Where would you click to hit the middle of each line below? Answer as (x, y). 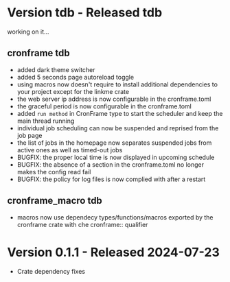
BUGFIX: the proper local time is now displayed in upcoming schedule (116, 157)
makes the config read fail (54, 172)
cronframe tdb (38, 53)
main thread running (46, 121)
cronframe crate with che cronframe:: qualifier (82, 224)
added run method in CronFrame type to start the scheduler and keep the (120, 113)
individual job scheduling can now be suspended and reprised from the (118, 128)
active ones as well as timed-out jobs (70, 150)
